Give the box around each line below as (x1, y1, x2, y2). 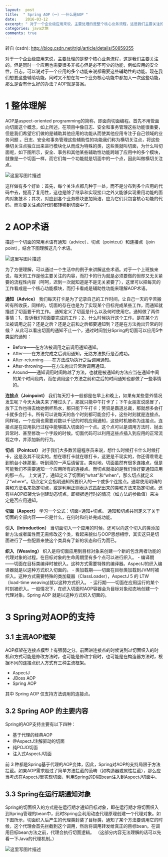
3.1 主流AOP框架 (5, 633, 56, 641)
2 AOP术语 (5, 221, 49, 233)
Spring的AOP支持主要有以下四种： (5, 721, 76, 727)
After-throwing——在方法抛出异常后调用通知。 (12, 363, 108, 369)
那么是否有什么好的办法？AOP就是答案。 (5, 81, 89, 87)
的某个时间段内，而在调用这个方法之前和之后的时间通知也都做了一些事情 (12, 375, 161, 381)
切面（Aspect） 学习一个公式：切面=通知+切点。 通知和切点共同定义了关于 (5, 508, 160, 514)
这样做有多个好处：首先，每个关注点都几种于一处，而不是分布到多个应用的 (5, 183, 158, 189)
